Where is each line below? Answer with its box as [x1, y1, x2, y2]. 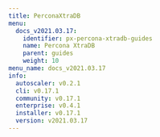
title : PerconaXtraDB [8, 11, 81, 20]
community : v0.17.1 [15, 94, 81, 102]
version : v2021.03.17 [15, 117, 88, 125]
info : [8, 72, 27, 80]
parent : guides [23, 49, 74, 57]
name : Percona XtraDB [23, 42, 95, 50]
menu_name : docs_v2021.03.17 [8, 64, 106, 73]
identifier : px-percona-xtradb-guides [23, 34, 153, 43]
